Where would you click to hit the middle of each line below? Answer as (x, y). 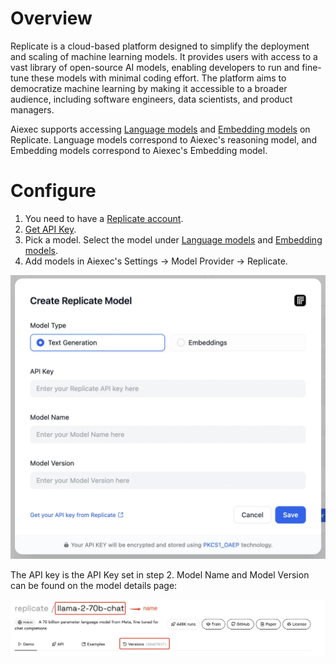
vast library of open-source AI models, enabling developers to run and (155, 67)
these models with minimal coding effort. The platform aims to (159, 78)
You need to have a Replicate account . (104, 218)
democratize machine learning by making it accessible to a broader (149, 88)
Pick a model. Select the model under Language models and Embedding (173, 239)
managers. (32, 109)
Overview (51, 18)
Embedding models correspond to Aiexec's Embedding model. (139, 150)
